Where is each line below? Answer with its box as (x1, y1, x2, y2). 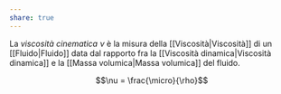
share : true (9, 13, 54, 23)
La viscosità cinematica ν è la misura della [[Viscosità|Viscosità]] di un (9, 38, 273, 49)
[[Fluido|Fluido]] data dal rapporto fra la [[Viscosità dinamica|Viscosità (9, 47, 272, 59)
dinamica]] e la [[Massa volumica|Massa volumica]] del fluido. (9, 57, 241, 68)
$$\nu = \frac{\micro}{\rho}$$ (95, 74, 209, 86)
